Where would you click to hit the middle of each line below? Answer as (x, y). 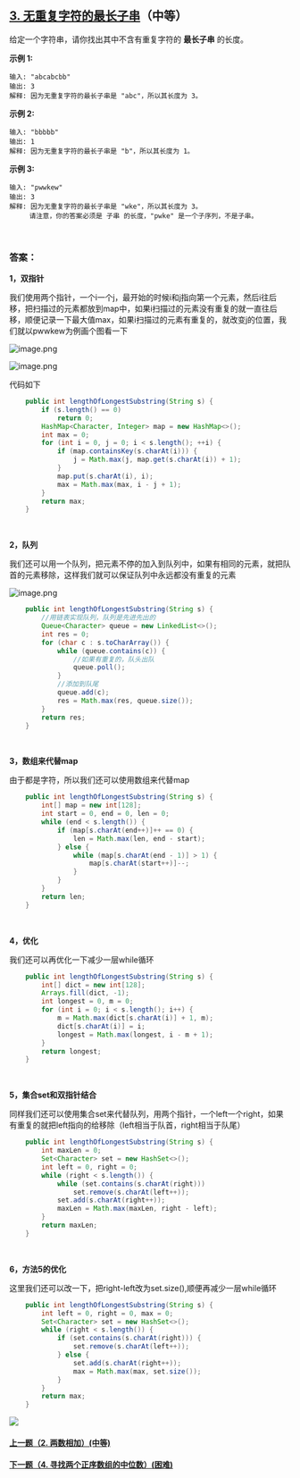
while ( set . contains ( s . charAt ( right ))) (131, 1184)
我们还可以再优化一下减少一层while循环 (82, 960)
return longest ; (71, 1051)
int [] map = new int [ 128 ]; (92, 806)
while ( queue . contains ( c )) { (111, 651)
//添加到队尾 (78, 684)
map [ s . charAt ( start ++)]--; (139, 864)
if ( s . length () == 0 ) (82, 409)
